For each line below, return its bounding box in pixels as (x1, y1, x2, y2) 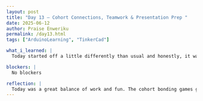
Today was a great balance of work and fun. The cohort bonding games (11, 86, 193, 92)
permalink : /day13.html (6, 31, 66, 37)
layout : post (6, 8, 39, 15)
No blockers (11, 70, 42, 76)
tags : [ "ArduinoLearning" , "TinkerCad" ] (6, 37, 110, 43)
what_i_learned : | (6, 47, 53, 54)
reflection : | (6, 81, 42, 87)
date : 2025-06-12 (6, 20, 50, 26)
